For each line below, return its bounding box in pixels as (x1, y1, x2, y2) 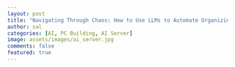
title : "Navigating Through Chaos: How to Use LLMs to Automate (7, 17, 199, 24)
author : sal (7, 23, 42, 30)
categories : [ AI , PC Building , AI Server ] (7, 29, 133, 37)
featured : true (7, 50, 52, 57)
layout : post (7, 10, 45, 17)
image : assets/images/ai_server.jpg (7, 36, 114, 43)
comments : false (7, 43, 55, 50)
